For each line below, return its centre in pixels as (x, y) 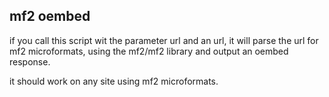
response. (30, 61)
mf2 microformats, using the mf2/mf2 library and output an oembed (149, 51)
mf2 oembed (50, 16)
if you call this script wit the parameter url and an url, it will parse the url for (164, 40)
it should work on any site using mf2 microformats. (114, 81)
